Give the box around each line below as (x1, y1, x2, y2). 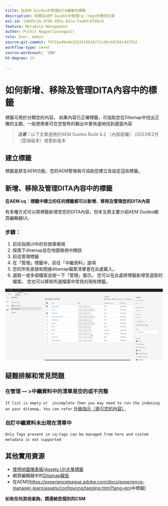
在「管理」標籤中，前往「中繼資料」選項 (12, 260, 96, 266)
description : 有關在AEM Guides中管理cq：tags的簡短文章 (5, 13, 115, 18)
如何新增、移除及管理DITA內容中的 (5, 84, 148, 96)
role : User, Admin (5, 34, 43, 39)
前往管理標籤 (12, 253, 39, 259)
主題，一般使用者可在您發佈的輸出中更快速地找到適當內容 (13, 120, 132, 127)
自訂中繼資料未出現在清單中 (5, 419, 72, 426)
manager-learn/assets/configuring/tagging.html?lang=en (12, 485, 130, 491)
